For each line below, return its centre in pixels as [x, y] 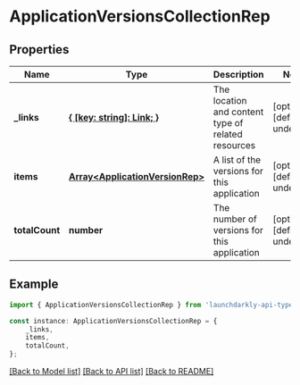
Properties [39, 50]
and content [238, 112]
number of [235, 219]
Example [34, 285]
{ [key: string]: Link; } [113, 117]
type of [228, 123]
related [228, 134]
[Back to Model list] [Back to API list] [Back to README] [112, 372]
